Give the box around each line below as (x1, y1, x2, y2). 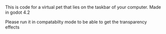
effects (5, 24, 20, 30)
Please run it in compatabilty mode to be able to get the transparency (5, 19, 147, 25)
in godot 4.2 (5, 9, 30, 15)
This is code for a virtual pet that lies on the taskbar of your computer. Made (5, 4, 162, 10)
